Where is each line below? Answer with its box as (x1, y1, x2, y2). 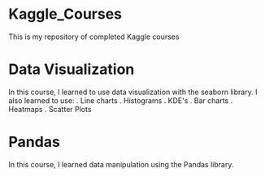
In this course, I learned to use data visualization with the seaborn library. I (8, 87, 258, 97)
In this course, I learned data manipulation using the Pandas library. (8, 159, 234, 169)
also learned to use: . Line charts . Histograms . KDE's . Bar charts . (8, 95, 233, 106)
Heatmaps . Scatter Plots (8, 104, 92, 114)
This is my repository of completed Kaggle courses (8, 32, 180, 41)
